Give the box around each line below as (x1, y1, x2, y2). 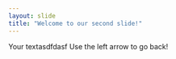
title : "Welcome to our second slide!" (8, 19, 143, 27)
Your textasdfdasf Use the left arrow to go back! (8, 41, 169, 51)
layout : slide (8, 11, 57, 20)
